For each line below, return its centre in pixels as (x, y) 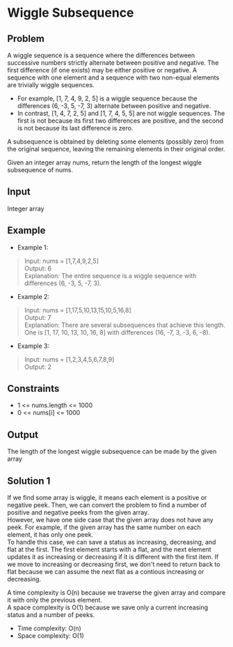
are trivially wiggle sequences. (51, 85)
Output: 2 (38, 367)
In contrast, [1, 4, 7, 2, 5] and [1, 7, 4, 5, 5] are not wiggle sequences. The (121, 113)
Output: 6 (38, 268)
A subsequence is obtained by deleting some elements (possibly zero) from (115, 142)
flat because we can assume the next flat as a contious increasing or (106, 572)
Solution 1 (29, 481)
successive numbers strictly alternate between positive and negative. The (113, 63)
